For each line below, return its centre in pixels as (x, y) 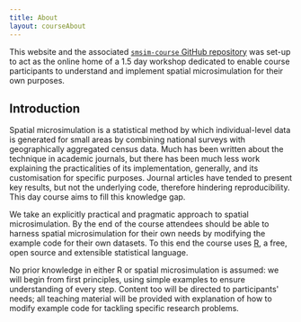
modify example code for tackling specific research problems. (124, 309)
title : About (34, 18)
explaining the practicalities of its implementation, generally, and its (134, 168)
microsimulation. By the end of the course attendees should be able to (139, 224)
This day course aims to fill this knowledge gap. (97, 197)
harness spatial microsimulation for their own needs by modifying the (137, 234)
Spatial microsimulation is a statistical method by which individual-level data (150, 130)
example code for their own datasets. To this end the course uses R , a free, (148, 243)
